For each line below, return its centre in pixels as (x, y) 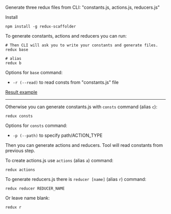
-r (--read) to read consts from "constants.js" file (65, 82)
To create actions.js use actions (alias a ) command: (59, 160)
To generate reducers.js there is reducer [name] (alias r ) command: (76, 179)
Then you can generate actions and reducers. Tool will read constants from (84, 145)
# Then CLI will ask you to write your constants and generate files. (82, 45)
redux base (17, 50)
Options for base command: (34, 72)
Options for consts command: (36, 126)
